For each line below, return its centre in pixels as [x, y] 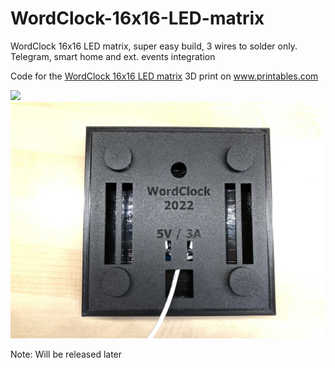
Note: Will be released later [66, 354]
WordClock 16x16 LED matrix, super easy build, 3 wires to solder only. [154, 46]
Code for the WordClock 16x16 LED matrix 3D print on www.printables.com [164, 76]
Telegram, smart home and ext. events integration [113, 56]
